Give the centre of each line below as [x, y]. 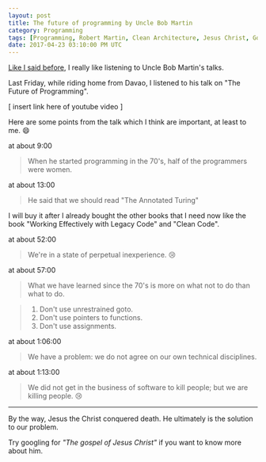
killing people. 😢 [55, 396]
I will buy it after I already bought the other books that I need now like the [127, 216]
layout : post [30, 15]
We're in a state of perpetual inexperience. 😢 [102, 255]
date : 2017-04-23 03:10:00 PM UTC [65, 45]
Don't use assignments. [78, 326]
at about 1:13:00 [34, 372]
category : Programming [46, 30]
